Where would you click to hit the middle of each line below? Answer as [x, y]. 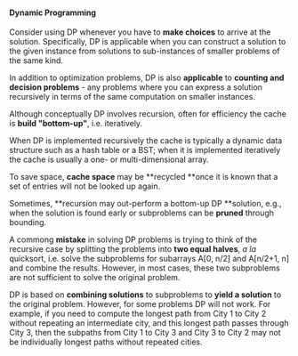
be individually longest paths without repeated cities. [106, 342]
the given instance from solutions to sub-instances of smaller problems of [145, 51]
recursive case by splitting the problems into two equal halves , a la [133, 249]
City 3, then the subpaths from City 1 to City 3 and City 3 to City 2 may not [145, 333]
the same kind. [36, 61]
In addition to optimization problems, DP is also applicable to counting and [147, 78]
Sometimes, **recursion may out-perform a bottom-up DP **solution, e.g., [145, 204]
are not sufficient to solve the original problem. [95, 278]
